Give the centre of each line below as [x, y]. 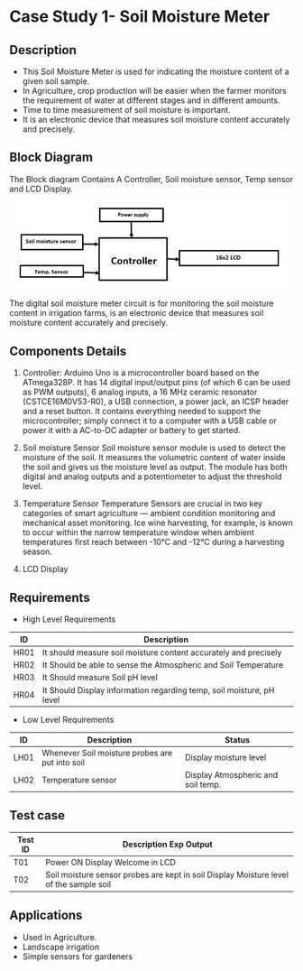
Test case [37, 815]
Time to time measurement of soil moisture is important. [126, 110]
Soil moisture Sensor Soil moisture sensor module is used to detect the [154, 448]
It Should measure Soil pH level [100, 678]
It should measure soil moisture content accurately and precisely [162, 652]
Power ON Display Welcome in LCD [110, 863]
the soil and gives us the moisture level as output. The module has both [155, 467]
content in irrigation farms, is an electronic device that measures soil [137, 313]
